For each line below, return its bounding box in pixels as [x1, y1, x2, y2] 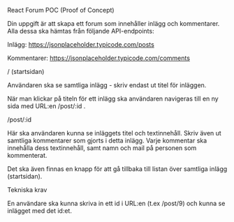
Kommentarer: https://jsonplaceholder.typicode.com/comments [7, 54, 191, 62]
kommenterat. [7, 151, 47, 159]
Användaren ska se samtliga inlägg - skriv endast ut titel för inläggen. [7, 81, 207, 89]
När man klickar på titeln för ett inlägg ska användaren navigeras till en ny [7, 94, 219, 103]
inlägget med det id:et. [7, 207, 72, 215]
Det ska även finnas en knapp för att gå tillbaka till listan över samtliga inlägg [7, 165, 228, 173]
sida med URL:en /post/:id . [7, 102, 86, 110]
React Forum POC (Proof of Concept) [7, 6, 115, 14]
